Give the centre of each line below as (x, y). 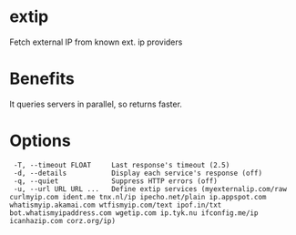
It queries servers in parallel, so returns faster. (96, 104)
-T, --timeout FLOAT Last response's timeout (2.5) (122, 165)
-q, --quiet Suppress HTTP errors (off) (116, 181)
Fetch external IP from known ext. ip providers (96, 42)
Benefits (42, 79)
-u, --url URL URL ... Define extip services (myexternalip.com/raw (150, 189)
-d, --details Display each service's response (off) (138, 173)
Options (40, 141)
